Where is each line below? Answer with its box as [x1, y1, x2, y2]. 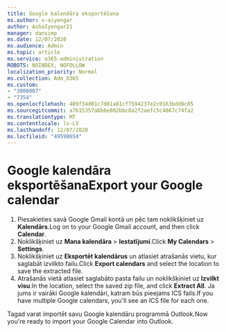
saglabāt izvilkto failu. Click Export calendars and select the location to [17, 260, 220, 268]
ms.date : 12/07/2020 [7, 36, 67, 43]
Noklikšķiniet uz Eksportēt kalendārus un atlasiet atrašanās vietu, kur [17, 252, 217, 260]
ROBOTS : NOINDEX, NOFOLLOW [7, 62, 85, 69]
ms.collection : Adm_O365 [7, 74, 79, 82]
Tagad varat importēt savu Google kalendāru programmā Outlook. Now [7, 310, 208, 318]
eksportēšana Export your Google [7, 178, 203, 193]
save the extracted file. [17, 267, 83, 275]
